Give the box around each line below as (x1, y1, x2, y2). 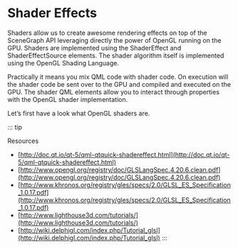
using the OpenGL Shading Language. (7, 58, 120, 67)
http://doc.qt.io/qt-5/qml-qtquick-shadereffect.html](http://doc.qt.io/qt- (20, 150, 230, 159)
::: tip (7, 122, 23, 131)
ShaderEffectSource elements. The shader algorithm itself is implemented (7, 51, 224, 60)
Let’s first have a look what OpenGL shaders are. (7, 109, 150, 117)
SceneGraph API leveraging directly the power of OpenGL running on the (7, 36, 222, 44)
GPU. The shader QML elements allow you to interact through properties (7, 88, 219, 96)
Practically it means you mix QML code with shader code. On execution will (7, 73, 229, 81)
